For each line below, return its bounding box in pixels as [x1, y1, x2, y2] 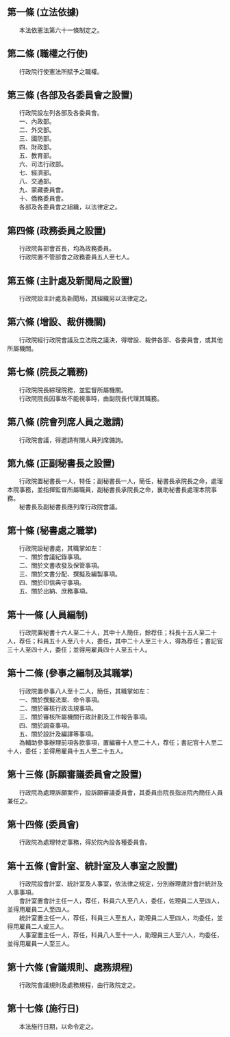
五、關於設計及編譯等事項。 [18, 730, 97, 738]
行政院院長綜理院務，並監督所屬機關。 [18, 385, 127, 394]
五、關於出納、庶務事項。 [18, 587, 91, 596]
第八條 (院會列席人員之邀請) [7, 416, 125, 428]
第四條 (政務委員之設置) [7, 225, 106, 236]
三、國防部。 [18, 134, 55, 142]
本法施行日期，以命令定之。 [18, 1022, 97, 1030]
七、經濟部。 [18, 168, 55, 177]
